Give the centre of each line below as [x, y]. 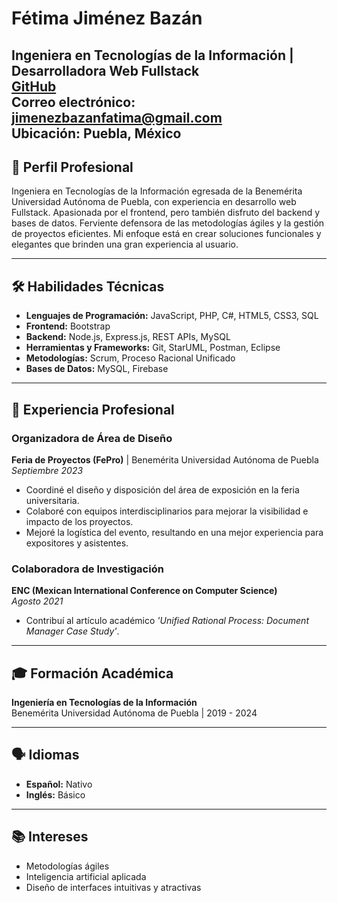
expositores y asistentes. [77, 543]
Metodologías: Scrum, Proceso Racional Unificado [130, 358]
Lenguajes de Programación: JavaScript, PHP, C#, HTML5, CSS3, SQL [172, 316]
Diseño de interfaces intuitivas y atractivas [113, 887]
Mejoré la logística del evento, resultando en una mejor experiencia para [174, 532]
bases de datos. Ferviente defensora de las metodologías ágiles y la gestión [168, 223]
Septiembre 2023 [47, 470]
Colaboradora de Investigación [87, 569]
